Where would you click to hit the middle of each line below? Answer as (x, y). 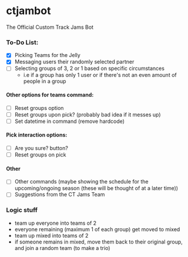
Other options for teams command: (50, 95)
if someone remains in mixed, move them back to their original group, (99, 242)
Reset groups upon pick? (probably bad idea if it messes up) (88, 114)
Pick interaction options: (37, 135)
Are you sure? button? (41, 148)
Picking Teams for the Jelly (47, 55)
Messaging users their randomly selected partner (74, 62)
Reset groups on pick (40, 155)
